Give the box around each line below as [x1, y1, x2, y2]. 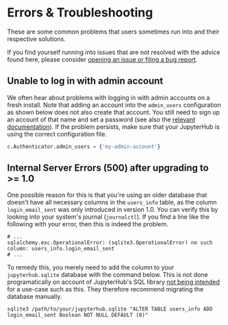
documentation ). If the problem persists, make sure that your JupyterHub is [7, 122, 220, 131]
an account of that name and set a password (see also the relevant [7, 115, 196, 123]
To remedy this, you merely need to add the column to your [7, 263, 175, 272]
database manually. [7, 293, 62, 301]
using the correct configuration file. [7, 130, 107, 138]
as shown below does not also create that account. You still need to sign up [7, 108, 220, 116]
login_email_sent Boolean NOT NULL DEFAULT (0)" [7, 312, 149, 319]
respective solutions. [7, 34, 66, 43]
